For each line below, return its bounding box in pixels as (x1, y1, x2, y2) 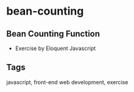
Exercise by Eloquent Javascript (15, 44, 96, 52)
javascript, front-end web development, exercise (6, 78, 129, 86)
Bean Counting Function (6, 29, 100, 39)
